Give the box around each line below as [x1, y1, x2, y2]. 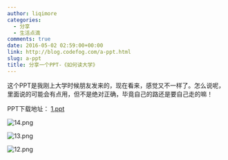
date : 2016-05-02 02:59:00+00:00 [7, 42, 104, 49]
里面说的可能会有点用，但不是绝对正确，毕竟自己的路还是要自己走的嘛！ [7, 90, 213, 98]
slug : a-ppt [7, 55, 41, 62]
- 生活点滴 [13, 29, 41, 37]
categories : [7, 17, 41, 23]
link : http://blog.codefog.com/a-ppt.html [7, 49, 131, 56]
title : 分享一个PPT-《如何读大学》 [7, 61, 98, 68]
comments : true [7, 36, 51, 43]
